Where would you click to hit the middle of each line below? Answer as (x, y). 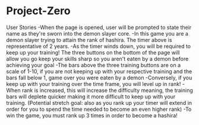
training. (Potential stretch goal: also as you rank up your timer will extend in (99, 102)
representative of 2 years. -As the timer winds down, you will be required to (99, 46)
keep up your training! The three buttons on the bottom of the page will (93, 52)
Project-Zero (38, 11)
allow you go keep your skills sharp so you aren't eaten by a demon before (97, 59)
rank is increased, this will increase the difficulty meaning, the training (107, 90)
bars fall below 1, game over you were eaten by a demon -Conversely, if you (99, 78)
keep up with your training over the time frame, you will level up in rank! (94, 84)
